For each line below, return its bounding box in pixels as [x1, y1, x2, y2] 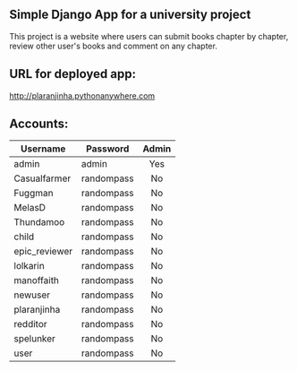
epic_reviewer [13, 246, 73, 258]
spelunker [13, 332, 56, 345]
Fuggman [13, 187, 54, 200]
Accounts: [9, 116, 69, 132]
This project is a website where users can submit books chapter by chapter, [9, 30, 289, 41]
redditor [13, 318, 47, 331]
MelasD [13, 202, 47, 214]
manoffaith [13, 274, 60, 287]
